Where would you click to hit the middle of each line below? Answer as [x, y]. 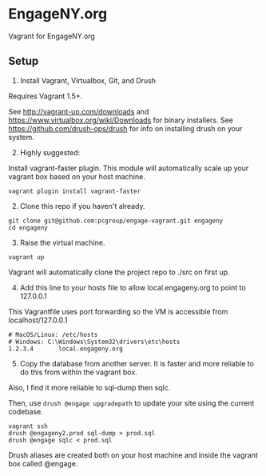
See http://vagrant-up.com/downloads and [79, 111]
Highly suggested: [50, 152]
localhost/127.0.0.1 [38, 320]
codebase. [26, 411]
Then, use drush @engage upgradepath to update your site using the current [131, 403]
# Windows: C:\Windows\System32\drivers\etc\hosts [94, 342]
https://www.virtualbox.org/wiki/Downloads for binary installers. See [121, 120]
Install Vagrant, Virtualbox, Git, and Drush [88, 80]
